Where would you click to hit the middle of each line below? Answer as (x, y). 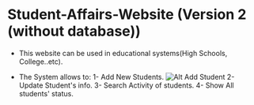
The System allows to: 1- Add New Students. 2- (127, 77)
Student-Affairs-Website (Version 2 (127, 15)
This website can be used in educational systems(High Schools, (123, 53)
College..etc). (41, 62)
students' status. (46, 93)
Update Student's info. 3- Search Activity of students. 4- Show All (126, 85)
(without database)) (74, 31)
